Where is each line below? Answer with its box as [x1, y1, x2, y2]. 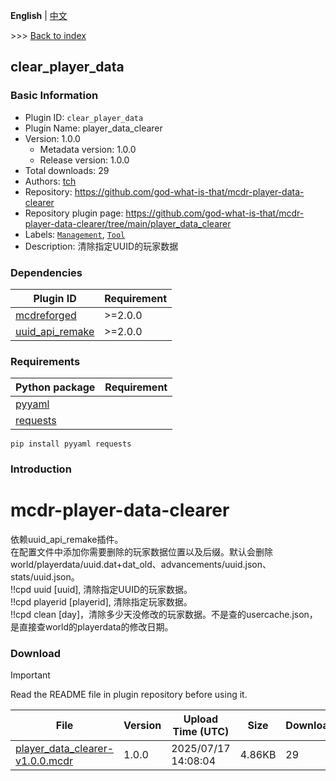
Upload [183, 712, 219, 726]
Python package [15, 380, 96, 394]
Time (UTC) [172, 725, 230, 739]
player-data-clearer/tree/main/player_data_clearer [24, 217, 232, 229]
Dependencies [10, 265, 83, 279]
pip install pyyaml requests [10, 439, 132, 449]
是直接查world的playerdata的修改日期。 [10, 621, 174, 633]
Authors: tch [24, 175, 77, 187]
